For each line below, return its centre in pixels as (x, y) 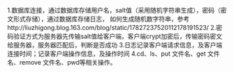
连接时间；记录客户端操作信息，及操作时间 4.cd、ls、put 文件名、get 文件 (114, 54)
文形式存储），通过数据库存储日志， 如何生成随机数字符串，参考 (98, 19)
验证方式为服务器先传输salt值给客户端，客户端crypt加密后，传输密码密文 (117, 36)
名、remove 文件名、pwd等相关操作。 (62, 62)
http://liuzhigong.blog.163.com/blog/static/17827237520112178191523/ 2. (112, 27)
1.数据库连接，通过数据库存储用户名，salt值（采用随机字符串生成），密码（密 (117, 10)
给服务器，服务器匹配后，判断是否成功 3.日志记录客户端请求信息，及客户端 (115, 45)
